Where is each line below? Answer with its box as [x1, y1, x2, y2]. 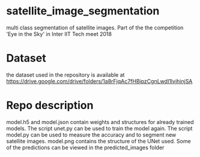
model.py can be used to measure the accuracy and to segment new [6, 131, 177, 138]
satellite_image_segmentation [6, 4, 160, 18]
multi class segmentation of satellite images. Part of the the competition [6, 24, 184, 31]
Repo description [6, 99, 94, 112]
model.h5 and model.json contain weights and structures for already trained [6, 118, 194, 125]
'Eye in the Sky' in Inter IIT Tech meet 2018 [6, 30, 112, 37]
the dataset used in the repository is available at [6, 71, 125, 78]
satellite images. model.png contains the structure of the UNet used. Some [6, 137, 191, 144]
